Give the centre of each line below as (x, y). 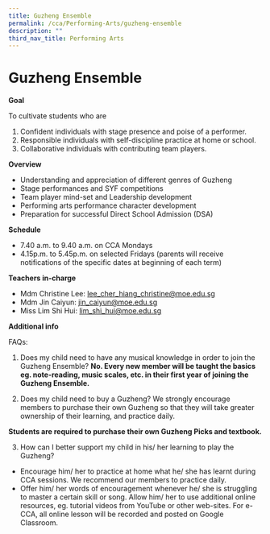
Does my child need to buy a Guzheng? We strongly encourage (125, 399)
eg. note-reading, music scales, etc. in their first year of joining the (134, 375)
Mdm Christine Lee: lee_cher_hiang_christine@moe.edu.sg (118, 294)
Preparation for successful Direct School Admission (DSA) (116, 214)
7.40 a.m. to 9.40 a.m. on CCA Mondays (86, 246)
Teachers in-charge (42, 278)
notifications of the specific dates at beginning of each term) (120, 263)
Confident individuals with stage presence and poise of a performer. (133, 132)
